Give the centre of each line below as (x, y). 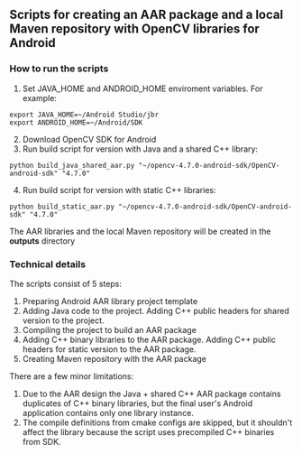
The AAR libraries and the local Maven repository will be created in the (140, 231)
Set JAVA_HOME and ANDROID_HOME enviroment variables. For (142, 88)
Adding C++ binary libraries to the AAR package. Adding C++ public (149, 339)
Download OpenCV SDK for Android (89, 139)
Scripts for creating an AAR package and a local (146, 15)
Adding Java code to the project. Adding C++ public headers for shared (156, 310)
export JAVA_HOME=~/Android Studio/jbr (84, 115)
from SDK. (41, 441)
